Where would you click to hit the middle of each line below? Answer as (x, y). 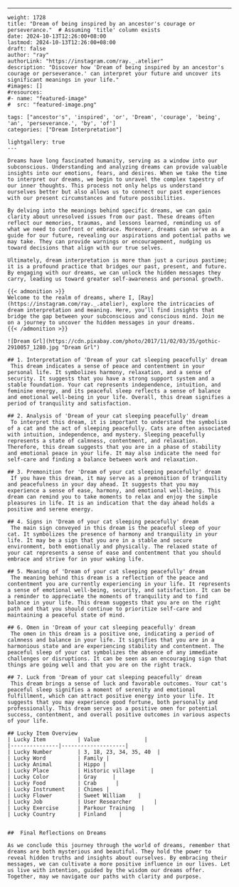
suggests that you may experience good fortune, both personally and (113, 702)
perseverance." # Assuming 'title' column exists (84, 30)
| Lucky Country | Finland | (65, 814)
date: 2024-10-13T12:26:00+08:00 (57, 36)
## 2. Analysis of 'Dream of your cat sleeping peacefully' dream (108, 416)
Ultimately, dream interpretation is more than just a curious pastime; (117, 260)
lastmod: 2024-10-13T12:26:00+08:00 (62, 43)
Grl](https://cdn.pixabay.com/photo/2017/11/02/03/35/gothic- (127, 341)
